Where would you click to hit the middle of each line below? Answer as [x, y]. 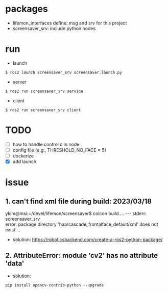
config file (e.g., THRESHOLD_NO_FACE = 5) [59, 150]
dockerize [23, 155]
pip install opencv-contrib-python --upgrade [54, 285]
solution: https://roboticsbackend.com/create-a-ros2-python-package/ [88, 239]
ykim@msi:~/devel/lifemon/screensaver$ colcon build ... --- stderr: [76, 214]
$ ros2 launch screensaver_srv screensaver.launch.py [64, 72]
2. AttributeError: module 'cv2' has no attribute [82, 256]
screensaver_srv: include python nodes [54, 28]
